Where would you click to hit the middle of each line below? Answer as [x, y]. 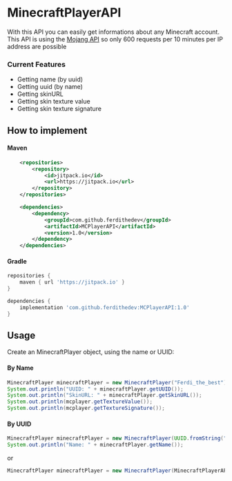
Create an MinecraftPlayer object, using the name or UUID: [91, 352]
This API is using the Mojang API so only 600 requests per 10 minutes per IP [115, 39]
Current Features [37, 64]
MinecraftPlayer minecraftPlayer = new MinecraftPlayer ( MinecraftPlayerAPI [118, 471]
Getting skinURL [40, 94]
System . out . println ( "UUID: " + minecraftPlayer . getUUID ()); [96, 389]
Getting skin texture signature [59, 109]
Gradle [17, 261]
